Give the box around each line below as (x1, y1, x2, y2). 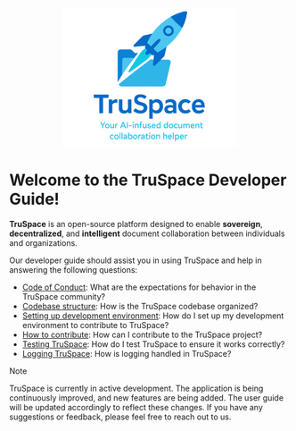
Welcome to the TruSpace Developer (9, 170, 287, 190)
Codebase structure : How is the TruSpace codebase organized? (21, 300, 259, 311)
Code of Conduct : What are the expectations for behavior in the (21, 282, 257, 292)
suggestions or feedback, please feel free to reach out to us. (9, 411, 232, 422)
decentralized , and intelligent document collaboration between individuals (9, 228, 285, 239)
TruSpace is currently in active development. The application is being (9, 383, 264, 393)
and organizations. (9, 237, 78, 248)
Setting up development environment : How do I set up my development (21, 310, 284, 321)
